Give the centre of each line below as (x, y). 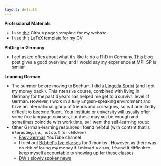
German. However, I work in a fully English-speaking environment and (81, 101)
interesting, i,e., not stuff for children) (49, 132)
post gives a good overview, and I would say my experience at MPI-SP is (84, 62)
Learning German (22, 76)
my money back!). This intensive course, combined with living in (75, 91)
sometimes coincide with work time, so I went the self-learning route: (80, 122)
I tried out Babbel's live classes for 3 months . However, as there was (88, 142)
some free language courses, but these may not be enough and (75, 116)
